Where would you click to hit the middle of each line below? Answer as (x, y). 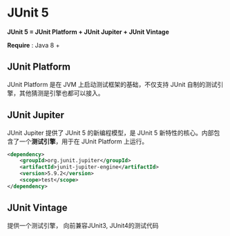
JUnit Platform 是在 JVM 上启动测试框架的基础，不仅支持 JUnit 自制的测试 (112, 84)
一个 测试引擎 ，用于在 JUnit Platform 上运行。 (84, 141)
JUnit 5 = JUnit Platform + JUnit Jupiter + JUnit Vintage (88, 32)
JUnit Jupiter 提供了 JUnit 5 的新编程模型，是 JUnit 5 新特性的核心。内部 (111, 132)
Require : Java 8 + (33, 45)
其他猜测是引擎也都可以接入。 (61, 93)
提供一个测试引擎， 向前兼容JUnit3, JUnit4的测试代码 (83, 225)
